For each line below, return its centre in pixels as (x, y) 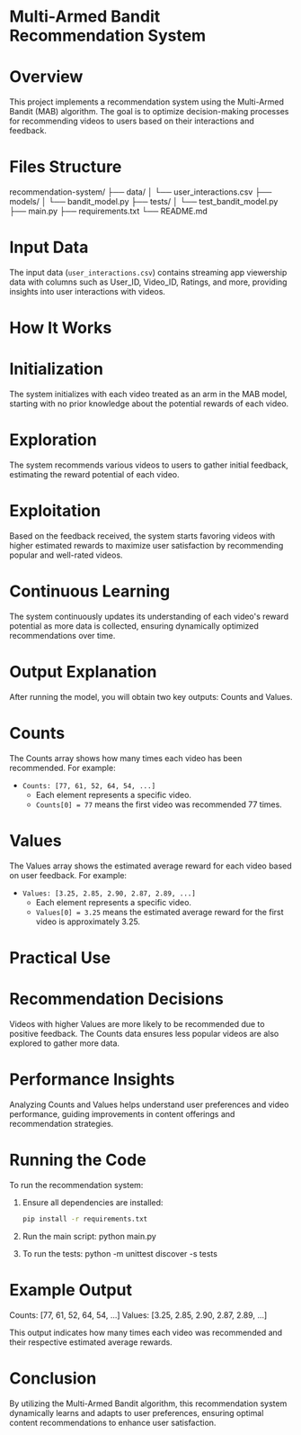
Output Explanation (83, 672)
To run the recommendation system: (76, 1185)
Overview (46, 77)
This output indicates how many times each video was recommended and (146, 1332)
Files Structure (66, 167)
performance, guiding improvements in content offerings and (122, 1113)
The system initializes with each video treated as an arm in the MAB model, (148, 395)
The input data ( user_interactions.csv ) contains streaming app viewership (148, 272)
